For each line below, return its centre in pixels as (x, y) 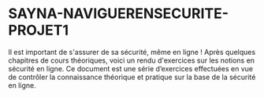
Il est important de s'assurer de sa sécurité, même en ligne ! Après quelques (132, 52)
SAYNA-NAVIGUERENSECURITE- (119, 14)
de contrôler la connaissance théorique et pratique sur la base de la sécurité (132, 77)
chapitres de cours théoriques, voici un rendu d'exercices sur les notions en (131, 60)
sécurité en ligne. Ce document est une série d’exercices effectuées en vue (131, 68)
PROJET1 (39, 30)
